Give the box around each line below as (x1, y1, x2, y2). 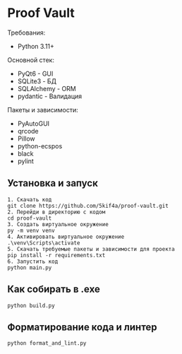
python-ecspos (17, 141, 63, 150)
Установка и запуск (7, 177, 99, 189)
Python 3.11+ (17, 42, 55, 50)
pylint (17, 157, 34, 165)
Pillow (17, 134, 35, 143)
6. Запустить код (7, 258, 59, 265)
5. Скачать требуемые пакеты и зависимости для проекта (7, 245, 175, 252)
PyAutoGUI (17, 119, 50, 128)
